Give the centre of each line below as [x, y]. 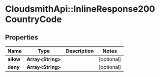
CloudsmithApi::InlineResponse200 [80, 9]
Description [80, 51]
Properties [22, 37]
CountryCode [33, 19]
